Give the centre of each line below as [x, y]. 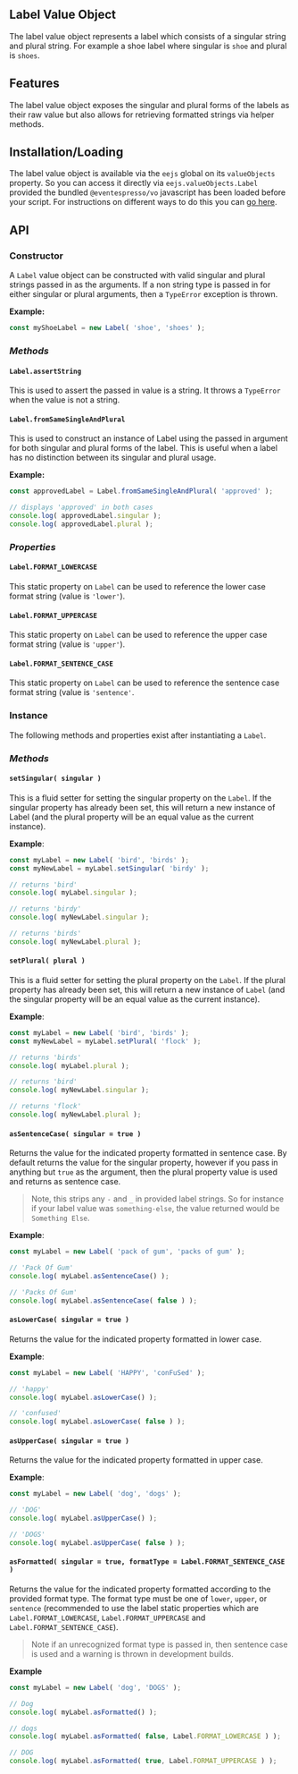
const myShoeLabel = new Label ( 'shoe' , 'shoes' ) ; [107, 328]
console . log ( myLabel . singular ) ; [74, 893]
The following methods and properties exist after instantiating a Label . [138, 735]
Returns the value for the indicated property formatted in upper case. [136, 1460]
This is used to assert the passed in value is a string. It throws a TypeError [145, 390]
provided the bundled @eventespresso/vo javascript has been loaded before [148, 192]
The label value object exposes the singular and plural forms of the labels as [149, 105]
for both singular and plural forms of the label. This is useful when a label [144, 448]
